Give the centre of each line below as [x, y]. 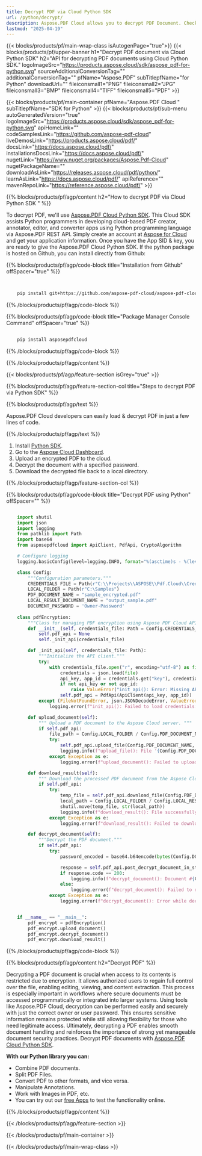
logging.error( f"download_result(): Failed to [119, 823]
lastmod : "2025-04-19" [35, 29]
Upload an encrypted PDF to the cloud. [63, 458]
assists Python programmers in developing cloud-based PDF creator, [92, 222]
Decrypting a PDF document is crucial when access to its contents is [91, 974]
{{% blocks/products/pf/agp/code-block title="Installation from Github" [95, 265]
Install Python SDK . [39, 446]
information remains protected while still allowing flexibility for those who [97, 1019]
